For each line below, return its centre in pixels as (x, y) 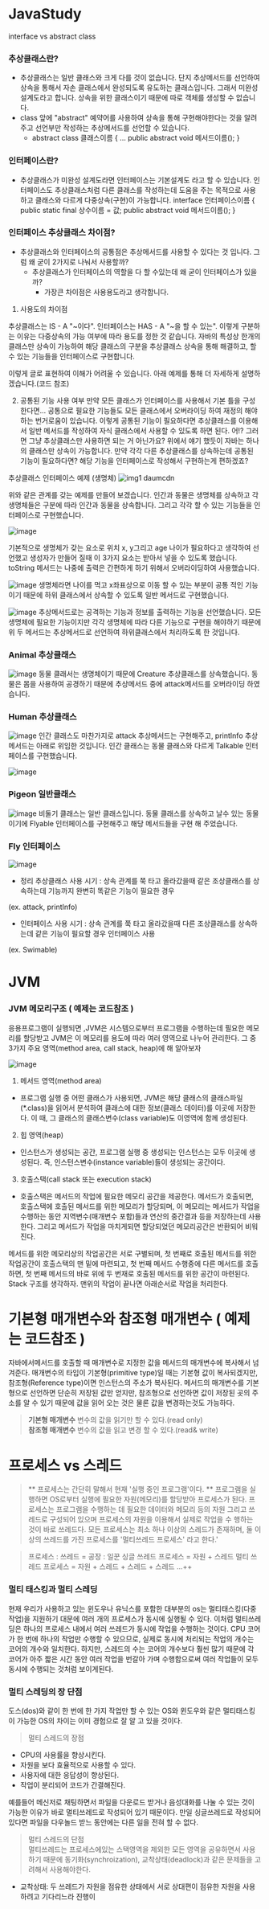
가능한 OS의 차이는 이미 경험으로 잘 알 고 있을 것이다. (100, 1720)
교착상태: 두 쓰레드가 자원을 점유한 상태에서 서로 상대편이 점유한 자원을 (130, 1886)
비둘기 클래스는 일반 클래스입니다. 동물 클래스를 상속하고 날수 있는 (142, 813)
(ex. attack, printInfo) (43, 907)
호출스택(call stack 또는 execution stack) (86, 1179)
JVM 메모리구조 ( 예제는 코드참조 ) (71, 1009)
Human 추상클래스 (43, 717)
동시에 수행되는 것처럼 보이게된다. (61, 1669)
